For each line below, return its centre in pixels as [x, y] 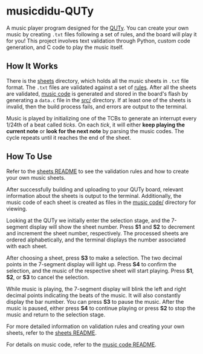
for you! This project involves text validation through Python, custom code [98, 41]
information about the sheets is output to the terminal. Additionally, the [94, 195]
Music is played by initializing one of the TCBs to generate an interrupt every [101, 118]
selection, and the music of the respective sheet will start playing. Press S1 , [100, 270]
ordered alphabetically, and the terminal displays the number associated [96, 240]
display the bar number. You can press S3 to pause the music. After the [95, 301]
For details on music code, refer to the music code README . [82, 344]
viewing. [17, 208]
